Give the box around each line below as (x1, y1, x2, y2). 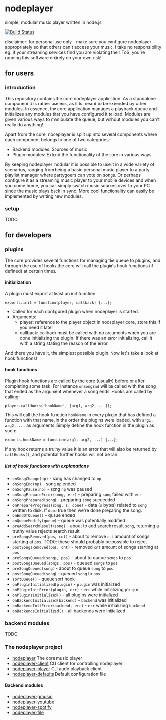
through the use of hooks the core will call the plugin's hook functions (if (5, 262, 154, 269)
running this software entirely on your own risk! (5, 54, 102, 60)
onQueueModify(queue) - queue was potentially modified (12, 517, 125, 523)
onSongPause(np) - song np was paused (12, 486, 92, 492)
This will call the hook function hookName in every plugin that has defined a (5, 412, 156, 418)
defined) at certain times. (5, 268, 57, 274)
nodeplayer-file (12, 709, 44, 715)
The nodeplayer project (5, 644, 63, 651)
